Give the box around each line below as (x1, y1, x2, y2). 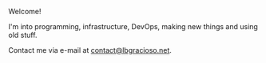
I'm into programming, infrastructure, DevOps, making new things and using (8, 22, 258, 31)
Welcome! (8, 7, 42, 16)
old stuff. (8, 31, 38, 39)
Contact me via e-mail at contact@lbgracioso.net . (8, 46, 172, 54)
